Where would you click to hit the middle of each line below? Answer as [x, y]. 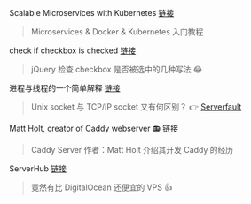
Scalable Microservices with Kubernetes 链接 [92, 13]
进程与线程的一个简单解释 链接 [65, 88]
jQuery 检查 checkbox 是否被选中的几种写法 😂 [117, 69]
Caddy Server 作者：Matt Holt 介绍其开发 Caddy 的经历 [132, 150]
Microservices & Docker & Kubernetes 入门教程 [117, 32]
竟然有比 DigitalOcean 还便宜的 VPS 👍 [102, 187]
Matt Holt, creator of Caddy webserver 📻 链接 [94, 128]
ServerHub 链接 [38, 169]
